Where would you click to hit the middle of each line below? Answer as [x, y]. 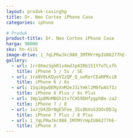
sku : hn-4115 [22, 50]
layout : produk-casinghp [36, 11]
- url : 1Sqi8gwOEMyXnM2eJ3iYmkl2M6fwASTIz [64, 88]
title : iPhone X [37, 126]
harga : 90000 [22, 44]
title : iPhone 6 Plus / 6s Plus [56, 93]
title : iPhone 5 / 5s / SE [50, 71]
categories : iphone [30, 22]
